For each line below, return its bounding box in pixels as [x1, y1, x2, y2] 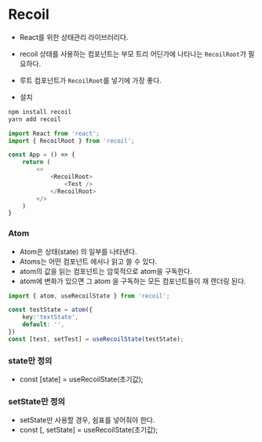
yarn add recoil [8, 115, 61, 123]
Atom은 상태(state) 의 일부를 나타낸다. [19, 247, 137, 256]
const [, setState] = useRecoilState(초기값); [19, 426, 158, 435]
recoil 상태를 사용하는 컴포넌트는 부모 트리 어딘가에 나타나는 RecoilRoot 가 [19, 49, 247, 58]
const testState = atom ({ [8, 306, 93, 314]
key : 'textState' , [22, 313, 79, 321]
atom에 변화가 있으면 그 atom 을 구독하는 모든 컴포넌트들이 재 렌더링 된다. [19, 276, 246, 286]
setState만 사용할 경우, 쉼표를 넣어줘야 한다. [19, 415, 155, 425]
